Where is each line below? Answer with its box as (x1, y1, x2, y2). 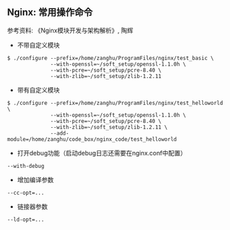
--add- (50, 130, 70, 137)
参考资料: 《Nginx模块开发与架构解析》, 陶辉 (7, 26, 134, 35)
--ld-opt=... (7, 216, 45, 223)
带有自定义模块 (17, 86, 60, 94)
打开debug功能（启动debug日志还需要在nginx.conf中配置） (17, 148, 187, 157)
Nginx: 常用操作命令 (7, 6, 93, 19)
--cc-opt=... (7, 189, 45, 196)
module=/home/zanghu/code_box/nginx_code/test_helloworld (7, 135, 177, 143)
